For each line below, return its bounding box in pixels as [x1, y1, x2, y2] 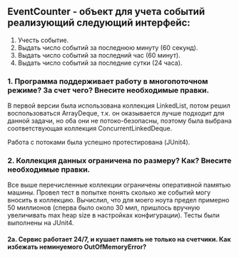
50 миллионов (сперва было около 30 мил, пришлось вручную [7, 203, 200, 212]
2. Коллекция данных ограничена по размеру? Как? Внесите [7, 156, 232, 166]
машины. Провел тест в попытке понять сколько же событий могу [7, 188, 211, 197]
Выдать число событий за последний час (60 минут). [17, 51, 180, 59]
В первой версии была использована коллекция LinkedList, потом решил [7, 101, 230, 110]
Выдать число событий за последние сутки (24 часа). [17, 58, 183, 67]
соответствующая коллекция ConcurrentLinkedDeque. [7, 124, 173, 133]
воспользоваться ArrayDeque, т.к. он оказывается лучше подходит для [7, 109, 225, 118]
